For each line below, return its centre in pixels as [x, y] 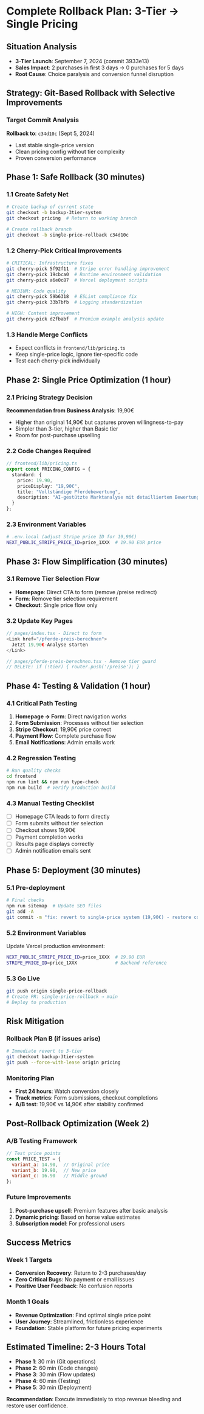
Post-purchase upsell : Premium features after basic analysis [91, 1210]
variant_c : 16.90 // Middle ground [59, 1176]
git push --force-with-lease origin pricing [63, 1062]
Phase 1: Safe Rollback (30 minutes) [76, 177]
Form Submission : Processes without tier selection [79, 723]
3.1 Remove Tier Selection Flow [53, 579]
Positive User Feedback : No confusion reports [73, 1286]
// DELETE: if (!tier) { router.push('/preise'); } [73, 667]
